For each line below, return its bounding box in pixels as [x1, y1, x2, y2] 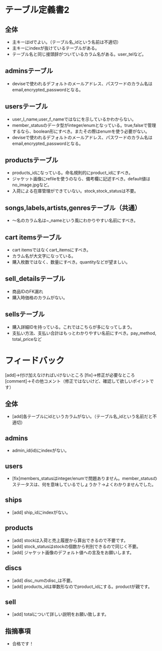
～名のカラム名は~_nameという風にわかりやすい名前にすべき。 [12, 217, 138, 224]
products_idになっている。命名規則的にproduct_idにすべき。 [12, 170, 133, 176]
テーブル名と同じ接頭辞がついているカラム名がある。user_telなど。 [12, 52, 146, 57]
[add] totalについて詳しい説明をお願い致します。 [12, 611, 109, 617]
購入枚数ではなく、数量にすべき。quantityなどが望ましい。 [12, 259, 130, 265]
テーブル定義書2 [5, 4, 69, 16]
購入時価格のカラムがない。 [12, 295, 68, 300]
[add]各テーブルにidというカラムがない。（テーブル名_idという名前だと [12, 414, 153, 420]
